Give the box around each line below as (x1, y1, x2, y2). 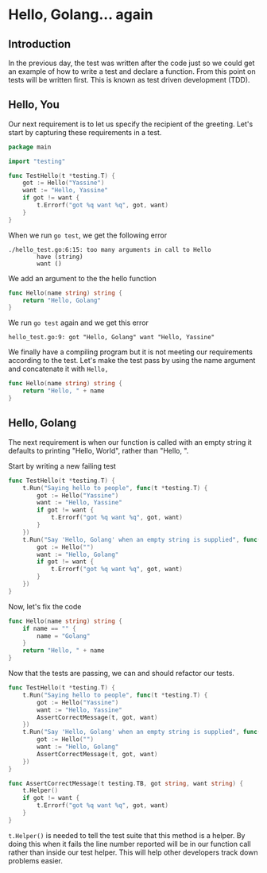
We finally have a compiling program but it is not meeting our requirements (8, 347, 253, 357)
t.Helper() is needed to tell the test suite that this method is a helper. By (8, 830, 246, 840)
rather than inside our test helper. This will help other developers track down (8, 848, 258, 857)
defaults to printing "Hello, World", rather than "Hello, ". (8, 446, 189, 455)
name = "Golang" (37, 632, 91, 640)
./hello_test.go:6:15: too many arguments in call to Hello (8, 245, 212, 253)
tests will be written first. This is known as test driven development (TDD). (8, 75, 250, 84)
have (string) (37, 253, 83, 261)
